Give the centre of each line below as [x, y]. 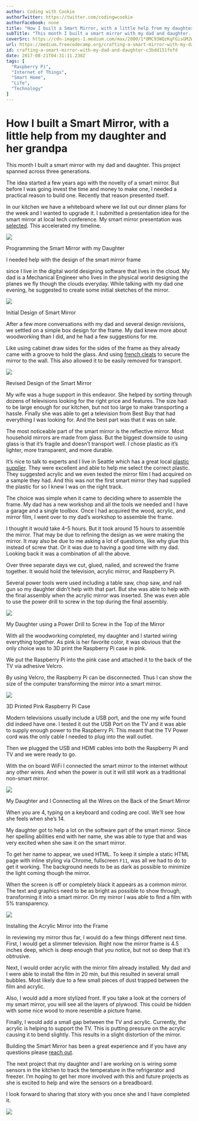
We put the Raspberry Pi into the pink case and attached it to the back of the [99, 660]
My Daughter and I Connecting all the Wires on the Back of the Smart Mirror [98, 801]
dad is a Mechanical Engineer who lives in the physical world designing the [97, 277]
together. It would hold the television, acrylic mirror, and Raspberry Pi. [91, 571]
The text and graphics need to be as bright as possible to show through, [94, 890]
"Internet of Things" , [39, 72]
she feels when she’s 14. [36, 818]
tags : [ [16, 61]
